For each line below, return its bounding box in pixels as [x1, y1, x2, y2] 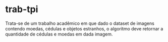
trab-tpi [5, 4, 38, 15]
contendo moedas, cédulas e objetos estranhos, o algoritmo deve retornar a [5, 25, 163, 31]
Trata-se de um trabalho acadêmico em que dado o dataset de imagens [5, 20, 155, 26]
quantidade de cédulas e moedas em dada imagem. [5, 31, 113, 37]
